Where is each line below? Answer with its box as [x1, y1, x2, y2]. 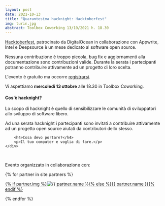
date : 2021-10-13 [5, 12, 41, 17]
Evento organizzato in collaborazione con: [5, 162, 91, 168]
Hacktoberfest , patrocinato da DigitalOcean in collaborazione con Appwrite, [5, 39, 159, 45]
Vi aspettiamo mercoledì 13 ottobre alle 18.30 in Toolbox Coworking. [5, 83, 144, 89]
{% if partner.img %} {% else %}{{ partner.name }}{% [5, 181, 155, 187]
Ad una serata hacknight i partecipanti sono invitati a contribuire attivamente [5, 120, 160, 126]
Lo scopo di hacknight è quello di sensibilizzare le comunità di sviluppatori [5, 105, 156, 111]
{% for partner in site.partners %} [5, 172, 73, 177]
